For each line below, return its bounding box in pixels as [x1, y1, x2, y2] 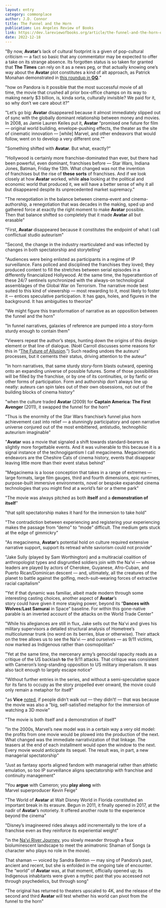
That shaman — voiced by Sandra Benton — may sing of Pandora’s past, [5, 857, 153, 863]
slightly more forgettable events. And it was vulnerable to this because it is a [5, 444, 161, 450]
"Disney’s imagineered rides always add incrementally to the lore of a [5, 822, 146, 828]
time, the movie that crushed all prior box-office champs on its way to [5, 89, 147, 95]
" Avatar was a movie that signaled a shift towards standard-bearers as [5, 438, 149, 445]
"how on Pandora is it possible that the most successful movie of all [5, 84, 143, 90]
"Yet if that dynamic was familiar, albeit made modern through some [5, 590, 144, 596]
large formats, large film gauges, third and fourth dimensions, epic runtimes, [5, 475, 160, 480]
